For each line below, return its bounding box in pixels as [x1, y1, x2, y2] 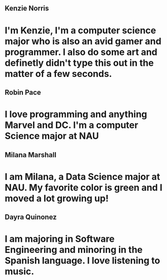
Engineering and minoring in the [5, 244, 143, 256]
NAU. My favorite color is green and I [5, 182, 163, 193]
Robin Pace [5, 88, 41, 96]
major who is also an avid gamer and [5, 35, 162, 47]
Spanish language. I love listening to [5, 255, 160, 267]
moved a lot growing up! [5, 192, 109, 204]
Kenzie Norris [5, 4, 49, 13]
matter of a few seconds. [5, 68, 112, 80]
